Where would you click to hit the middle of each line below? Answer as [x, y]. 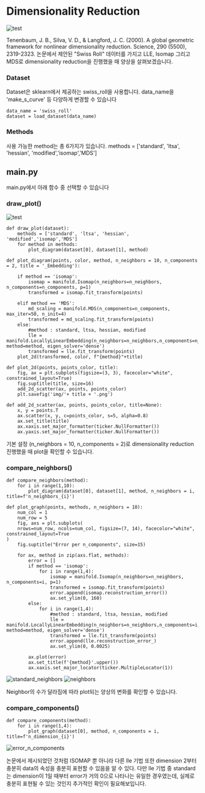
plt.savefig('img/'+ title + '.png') [65, 394]
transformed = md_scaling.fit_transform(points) [91, 319]
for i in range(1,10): [46, 486]
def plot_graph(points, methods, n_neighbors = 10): [75, 507]
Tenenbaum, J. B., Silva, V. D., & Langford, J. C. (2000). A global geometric [100, 40]
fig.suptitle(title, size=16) [56, 384]
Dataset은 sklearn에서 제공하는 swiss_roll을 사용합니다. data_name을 [90, 92]
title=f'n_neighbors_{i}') [41, 496]
